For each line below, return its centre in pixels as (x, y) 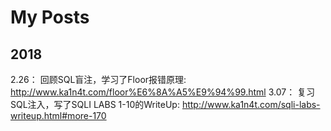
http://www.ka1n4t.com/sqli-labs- (251, 104)
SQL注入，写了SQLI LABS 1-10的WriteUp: (95, 104)
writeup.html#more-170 (58, 115)
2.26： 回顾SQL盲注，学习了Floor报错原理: (98, 79)
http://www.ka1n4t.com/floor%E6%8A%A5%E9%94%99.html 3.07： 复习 (163, 92)
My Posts (50, 17)
